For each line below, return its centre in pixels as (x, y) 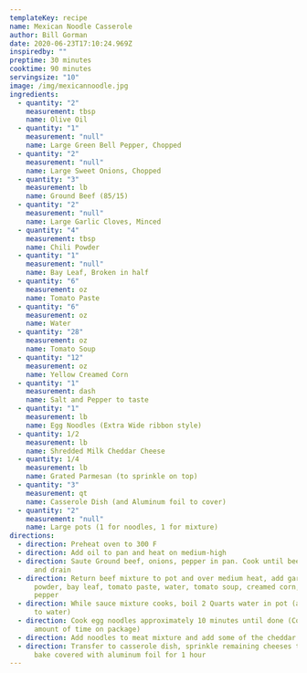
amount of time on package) (87, 629)
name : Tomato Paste (63, 298)
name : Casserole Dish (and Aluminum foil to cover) (126, 502)
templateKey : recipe (49, 18)
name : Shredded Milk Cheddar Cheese (96, 451)
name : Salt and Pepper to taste (87, 400)
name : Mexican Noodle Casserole (71, 26)
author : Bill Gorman (49, 35)
